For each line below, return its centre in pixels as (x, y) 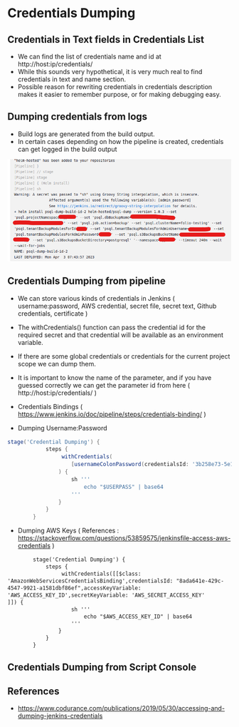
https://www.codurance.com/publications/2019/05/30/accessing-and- (121, 708)
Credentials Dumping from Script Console (102, 667)
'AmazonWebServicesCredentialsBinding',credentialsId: (90, 581)
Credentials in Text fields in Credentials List (106, 40)
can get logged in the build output (67, 149)
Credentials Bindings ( (50, 406)
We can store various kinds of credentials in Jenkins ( (96, 298)
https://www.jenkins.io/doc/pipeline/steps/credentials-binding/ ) (112, 414)
